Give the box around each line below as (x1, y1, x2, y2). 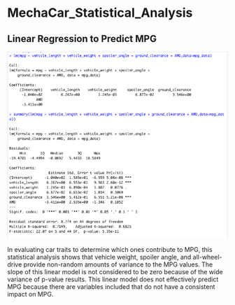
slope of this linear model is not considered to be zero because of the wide (7, 267, 223, 276)
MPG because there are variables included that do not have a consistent (7, 282, 215, 291)
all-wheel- (192, 253, 222, 261)
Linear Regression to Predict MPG (7, 33, 157, 45)
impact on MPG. (7, 290, 54, 298)
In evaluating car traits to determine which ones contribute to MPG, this (7, 245, 213, 253)
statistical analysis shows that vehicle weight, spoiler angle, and (7, 253, 192, 261)
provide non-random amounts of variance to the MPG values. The (23, 260, 213, 269)
